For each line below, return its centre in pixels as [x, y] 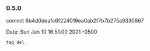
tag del [15, 43]
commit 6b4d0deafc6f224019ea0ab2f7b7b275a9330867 [75, 21]
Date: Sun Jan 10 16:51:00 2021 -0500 [52, 32]
